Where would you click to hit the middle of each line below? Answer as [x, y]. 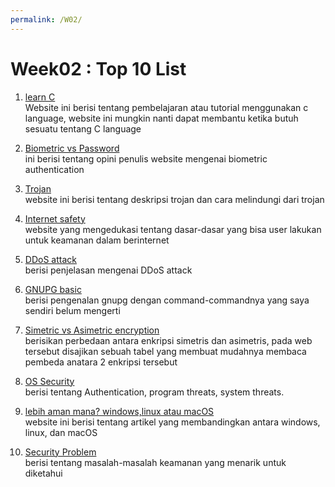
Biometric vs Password [72, 148]
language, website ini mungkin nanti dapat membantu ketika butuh [161, 118]
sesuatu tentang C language [83, 128]
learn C [40, 97]
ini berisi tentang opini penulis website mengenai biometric [146, 158]
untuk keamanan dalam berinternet [97, 240]
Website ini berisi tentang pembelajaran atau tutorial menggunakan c [166, 107]
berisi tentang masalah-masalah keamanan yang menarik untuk [155, 462]
